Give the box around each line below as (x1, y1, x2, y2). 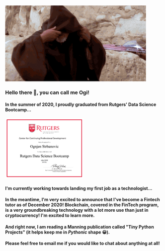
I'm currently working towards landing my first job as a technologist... (5, 185, 153, 191)
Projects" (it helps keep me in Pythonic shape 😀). (5, 229, 110, 235)
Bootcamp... (5, 106, 31, 112)
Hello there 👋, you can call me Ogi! (5, 89, 89, 96)
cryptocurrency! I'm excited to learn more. (5, 212, 95, 219)
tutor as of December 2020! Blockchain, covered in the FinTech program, (5, 202, 159, 208)
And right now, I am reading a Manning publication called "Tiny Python (5, 224, 154, 230)
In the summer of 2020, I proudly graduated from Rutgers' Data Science (5, 101, 157, 107)
